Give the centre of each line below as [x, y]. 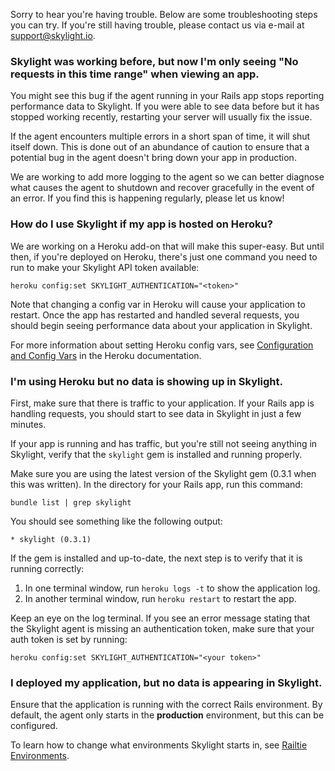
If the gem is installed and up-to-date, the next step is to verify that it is [156, 558]
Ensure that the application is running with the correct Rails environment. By [166, 705]
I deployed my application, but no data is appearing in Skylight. [166, 682]
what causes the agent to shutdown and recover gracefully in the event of [162, 188]
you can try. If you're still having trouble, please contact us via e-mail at [157, 25]
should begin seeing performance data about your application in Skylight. [161, 325]
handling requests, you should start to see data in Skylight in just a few [156, 413]
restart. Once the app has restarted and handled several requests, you [155, 315]
